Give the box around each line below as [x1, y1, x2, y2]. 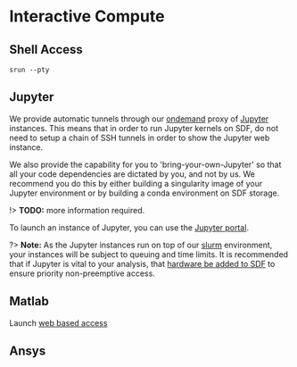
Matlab [9, 294, 49, 309]
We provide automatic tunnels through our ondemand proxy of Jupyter [9, 113, 269, 124]
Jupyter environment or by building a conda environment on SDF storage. [9, 188, 280, 198]
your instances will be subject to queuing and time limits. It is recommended [9, 248, 288, 260]
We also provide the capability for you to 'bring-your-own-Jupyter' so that [9, 159, 282, 170]
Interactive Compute [9, 6, 165, 27]
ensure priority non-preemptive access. [9, 268, 156, 279]
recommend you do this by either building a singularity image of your [9, 178, 263, 188]
